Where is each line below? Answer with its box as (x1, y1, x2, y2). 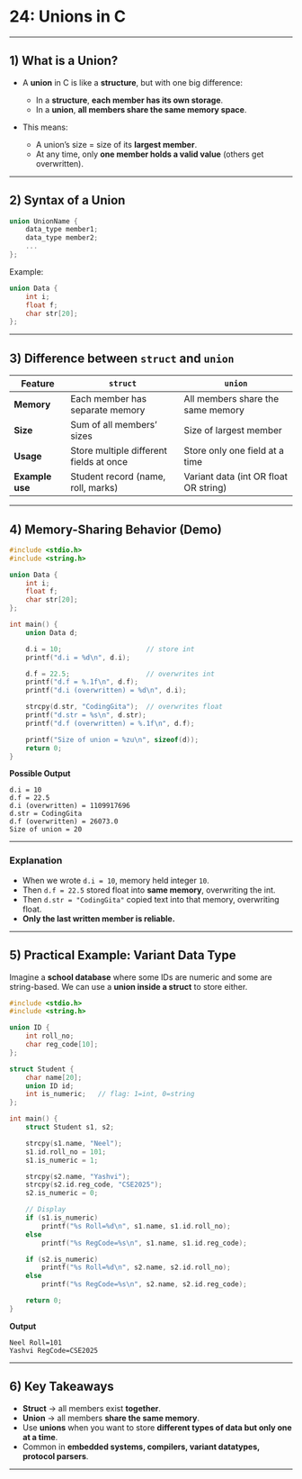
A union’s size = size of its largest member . (35, 139, 198, 150)
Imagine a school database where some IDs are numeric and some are (9, 971, 272, 983)
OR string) (183, 482, 227, 495)
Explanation (9, 854, 63, 867)
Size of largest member (183, 424, 283, 437)
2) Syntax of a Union (9, 193, 126, 208)
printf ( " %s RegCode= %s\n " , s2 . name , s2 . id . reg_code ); (41, 1280, 247, 1289)
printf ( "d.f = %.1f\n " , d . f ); (25, 677, 139, 686)
